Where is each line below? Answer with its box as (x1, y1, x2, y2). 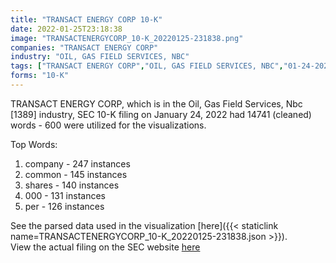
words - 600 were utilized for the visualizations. (10, 119, 207, 131)
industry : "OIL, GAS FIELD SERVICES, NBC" (10, 52, 190, 62)
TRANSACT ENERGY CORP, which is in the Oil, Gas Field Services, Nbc (10, 97, 303, 110)
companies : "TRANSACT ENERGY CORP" (10, 42, 159, 53)
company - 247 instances (24, 157, 131, 170)
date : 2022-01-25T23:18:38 (10, 24, 123, 34)
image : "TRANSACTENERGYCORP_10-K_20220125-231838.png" (10, 33, 244, 43)
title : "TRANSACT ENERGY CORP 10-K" (10, 14, 163, 25)
